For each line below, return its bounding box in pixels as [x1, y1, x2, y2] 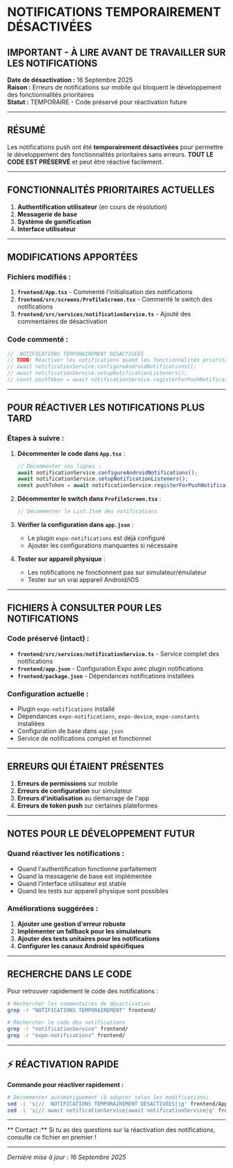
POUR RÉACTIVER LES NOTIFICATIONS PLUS [7, 402, 205, 413]
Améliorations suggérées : [7, 904, 98, 913]
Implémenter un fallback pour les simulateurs [17, 927, 151, 935]
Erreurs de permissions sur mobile [17, 779, 119, 787]
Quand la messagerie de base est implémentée [17, 872, 153, 880]
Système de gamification [17, 217, 92, 225]
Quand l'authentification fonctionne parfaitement [17, 864, 157, 873]
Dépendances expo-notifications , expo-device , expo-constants [17, 712, 200, 721]
